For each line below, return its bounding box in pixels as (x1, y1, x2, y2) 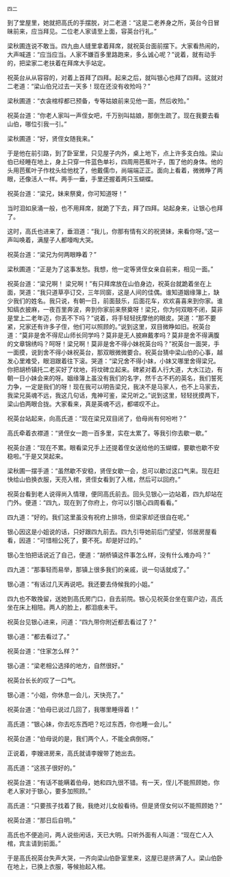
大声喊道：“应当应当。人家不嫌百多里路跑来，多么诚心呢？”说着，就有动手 (7, 50, 217, 58)
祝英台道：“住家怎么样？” (7, 647, 79, 655)
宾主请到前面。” (18, 839, 62, 847)
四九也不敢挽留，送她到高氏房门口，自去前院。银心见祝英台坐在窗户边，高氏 (7, 595, 223, 602)
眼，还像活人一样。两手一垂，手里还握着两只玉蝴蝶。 (7, 175, 157, 183)
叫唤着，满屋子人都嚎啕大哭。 (12, 236, 97, 244)
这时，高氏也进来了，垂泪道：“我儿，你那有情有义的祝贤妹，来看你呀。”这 (7, 227, 214, 235)
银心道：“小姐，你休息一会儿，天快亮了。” (7, 691, 124, 698)
